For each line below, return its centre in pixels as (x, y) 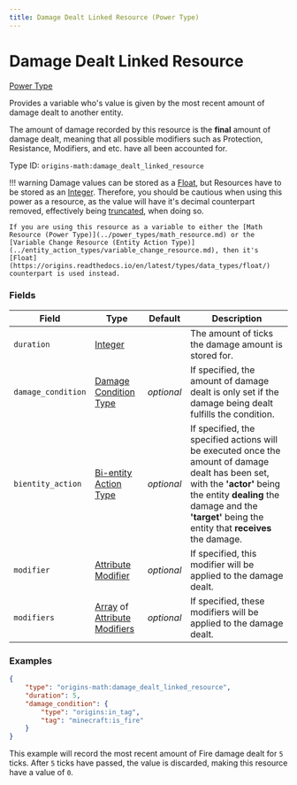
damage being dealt (232, 403)
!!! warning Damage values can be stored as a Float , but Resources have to (145, 182)
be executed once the (235, 450)
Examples (31, 660)
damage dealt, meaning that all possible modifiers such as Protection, (136, 139)
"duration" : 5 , (53, 696)
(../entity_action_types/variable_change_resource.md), (114, 250)
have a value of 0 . (41, 773)
